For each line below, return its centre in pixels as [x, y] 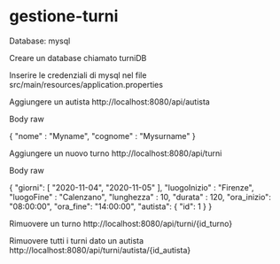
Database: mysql [40, 41]
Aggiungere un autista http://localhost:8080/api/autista [109, 101]
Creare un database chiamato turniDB [78, 58]
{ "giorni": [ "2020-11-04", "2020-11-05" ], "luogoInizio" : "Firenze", [132, 187]
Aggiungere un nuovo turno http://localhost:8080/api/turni [116, 153]
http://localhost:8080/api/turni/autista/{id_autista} [100, 250]
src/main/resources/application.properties [86, 84]
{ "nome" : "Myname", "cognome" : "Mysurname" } [103, 136]
